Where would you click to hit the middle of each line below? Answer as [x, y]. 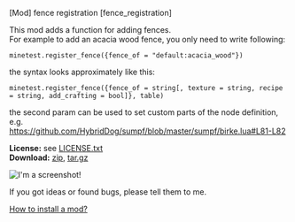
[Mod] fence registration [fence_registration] [91, 13]
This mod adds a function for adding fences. [90, 30]
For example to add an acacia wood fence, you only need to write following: [147, 39]
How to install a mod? [49, 209]
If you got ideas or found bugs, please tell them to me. [108, 192]
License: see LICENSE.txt [56, 148]
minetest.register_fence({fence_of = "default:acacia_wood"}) [126, 56]
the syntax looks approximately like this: [82, 72]
